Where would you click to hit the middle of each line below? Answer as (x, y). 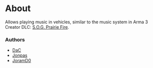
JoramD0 (22, 61)
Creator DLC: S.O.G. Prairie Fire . (37, 27)
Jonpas (20, 55)
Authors (15, 39)
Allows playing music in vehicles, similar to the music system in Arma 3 (76, 22)
